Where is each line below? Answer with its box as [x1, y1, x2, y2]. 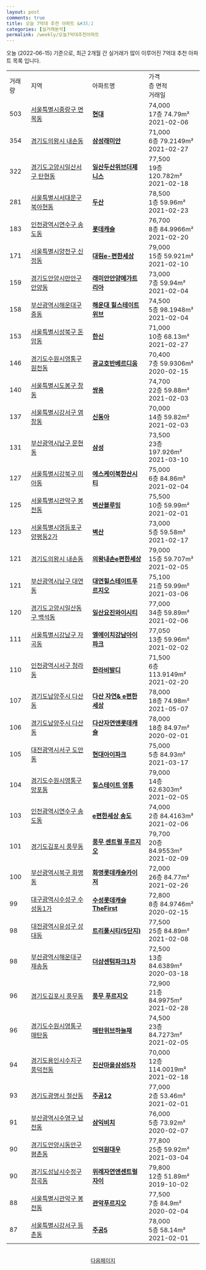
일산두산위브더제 [92, 163, 138, 172]
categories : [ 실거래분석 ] [6, 26, 66, 33]
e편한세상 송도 [92, 812, 132, 820]
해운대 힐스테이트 [92, 301, 140, 310]
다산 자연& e [92, 692, 127, 701]
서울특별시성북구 [30, 328, 77, 336]
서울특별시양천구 [30, 247, 77, 256]
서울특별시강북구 [30, 470, 77, 479]
